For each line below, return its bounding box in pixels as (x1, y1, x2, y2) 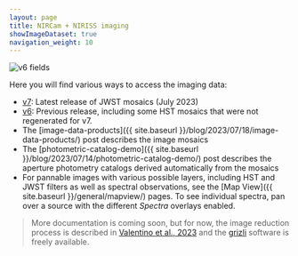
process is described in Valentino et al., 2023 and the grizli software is (30, 228, 289, 238)
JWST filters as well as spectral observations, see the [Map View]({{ (21, 181, 273, 192)
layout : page (9, 12, 58, 22)
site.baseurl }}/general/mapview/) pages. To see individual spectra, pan (21, 191, 286, 202)
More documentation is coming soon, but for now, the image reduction (30, 218, 290, 228)
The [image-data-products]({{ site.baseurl (21, 125, 178, 136)
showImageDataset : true (9, 29, 98, 38)
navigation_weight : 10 (9, 37, 93, 47)
